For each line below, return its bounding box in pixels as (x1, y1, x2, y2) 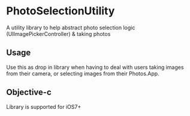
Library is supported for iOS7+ (6, 103, 82, 110)
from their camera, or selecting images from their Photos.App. (6, 70, 160, 77)
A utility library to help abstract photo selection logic (6, 24, 135, 31)
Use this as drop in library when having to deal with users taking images (6, 63, 184, 71)
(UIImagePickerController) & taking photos (6, 30, 111, 37)
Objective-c (6, 87, 52, 97)
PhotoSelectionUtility (6, 4, 115, 18)
